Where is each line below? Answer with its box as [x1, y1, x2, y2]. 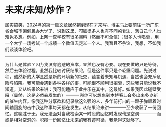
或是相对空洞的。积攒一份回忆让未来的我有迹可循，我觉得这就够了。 [5, 117, 144, 123]
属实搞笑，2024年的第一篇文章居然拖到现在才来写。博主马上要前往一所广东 [5, 22, 159, 28]
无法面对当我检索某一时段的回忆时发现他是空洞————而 [43, 110, 161, 116]
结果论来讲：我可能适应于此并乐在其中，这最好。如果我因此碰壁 [26, 86, 157, 92]
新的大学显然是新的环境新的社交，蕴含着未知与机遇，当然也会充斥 [22, 73, 157, 79]
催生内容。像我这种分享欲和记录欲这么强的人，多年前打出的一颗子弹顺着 [9, 98, 157, 104]
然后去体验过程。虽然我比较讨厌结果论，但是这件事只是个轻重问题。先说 [5, 67, 152, 73]
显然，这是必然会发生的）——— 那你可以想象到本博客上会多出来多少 [13, 92, 154, 98]
